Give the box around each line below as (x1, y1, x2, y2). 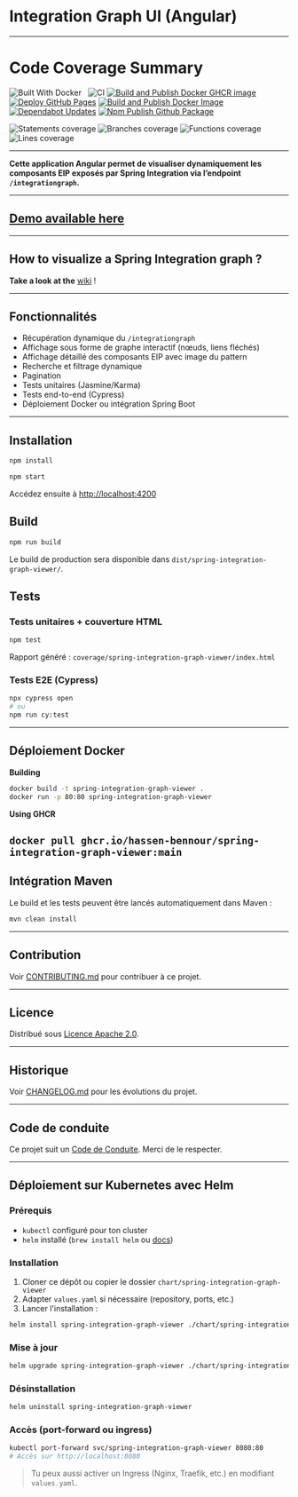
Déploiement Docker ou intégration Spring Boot (21, 399, 196, 409)
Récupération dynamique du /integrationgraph (21, 333, 196, 344)
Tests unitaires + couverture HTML (9, 615, 163, 628)
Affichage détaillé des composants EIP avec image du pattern (21, 352, 247, 362)
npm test (9, 636, 42, 645)
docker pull (9, 835, 75, 847)
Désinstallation (9, 1382, 76, 1395)
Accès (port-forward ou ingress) (9, 1423, 153, 1436)
